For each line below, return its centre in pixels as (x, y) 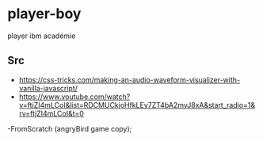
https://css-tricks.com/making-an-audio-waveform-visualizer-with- (130, 79)
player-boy (44, 14)
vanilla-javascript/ (48, 88)
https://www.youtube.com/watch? (74, 97)
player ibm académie (42, 36)
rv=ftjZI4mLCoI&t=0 (51, 113)
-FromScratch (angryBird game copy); (70, 128)
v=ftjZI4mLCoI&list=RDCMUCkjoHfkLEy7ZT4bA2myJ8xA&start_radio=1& (137, 105)
